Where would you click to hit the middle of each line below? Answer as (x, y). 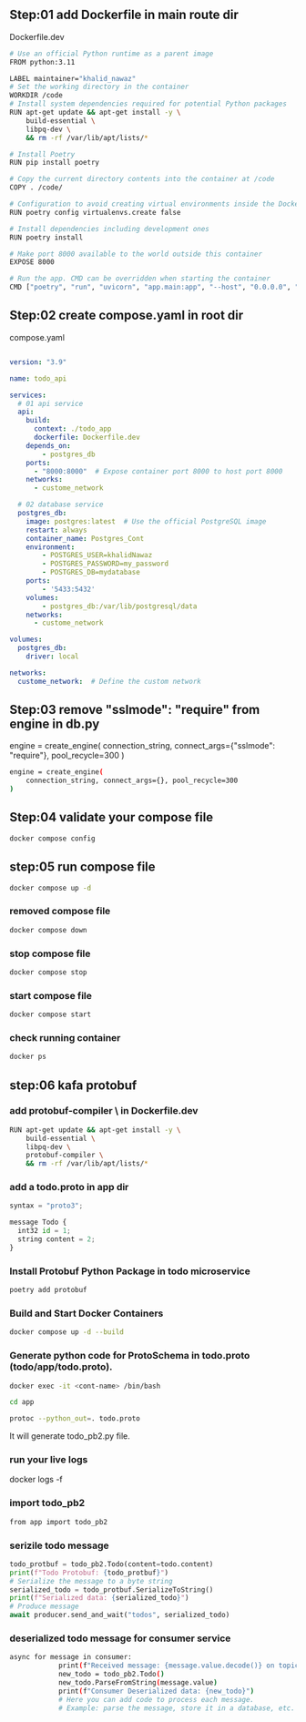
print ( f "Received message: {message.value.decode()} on (166, 1666)
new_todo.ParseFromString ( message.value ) (138, 1682)
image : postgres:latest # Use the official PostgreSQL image (146, 521)
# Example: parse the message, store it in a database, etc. (177, 1708)
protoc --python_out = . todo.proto (75, 1419)
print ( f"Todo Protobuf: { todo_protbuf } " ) (89, 1573)
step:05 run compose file (83, 867)
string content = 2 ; (56, 1239)
